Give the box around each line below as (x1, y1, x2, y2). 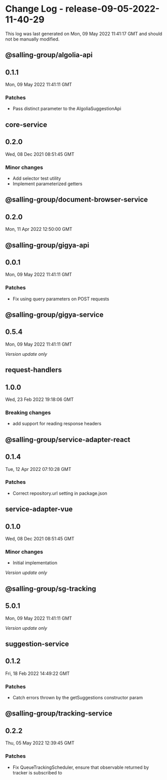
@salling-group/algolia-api (5, 51, 93, 59)
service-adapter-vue (5, 505, 73, 514)
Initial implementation (12, 560, 58, 566)
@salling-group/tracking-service (5, 709, 113, 718)
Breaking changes (5, 409, 51, 416)
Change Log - (5, 3, 64, 15)
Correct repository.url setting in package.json (12, 490, 108, 496)
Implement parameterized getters (12, 181, 82, 187)
